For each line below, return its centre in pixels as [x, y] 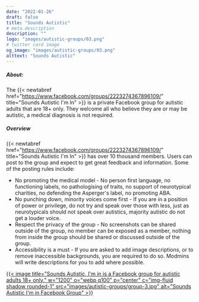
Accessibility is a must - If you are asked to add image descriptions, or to [104, 249]
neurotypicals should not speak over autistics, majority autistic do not [100, 212]
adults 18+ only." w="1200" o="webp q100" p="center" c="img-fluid [90, 280]
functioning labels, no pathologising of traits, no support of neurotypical [103, 186]
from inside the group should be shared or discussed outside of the [97, 237]
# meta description [30, 28]
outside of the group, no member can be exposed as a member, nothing [103, 231]
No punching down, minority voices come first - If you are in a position [101, 199]
